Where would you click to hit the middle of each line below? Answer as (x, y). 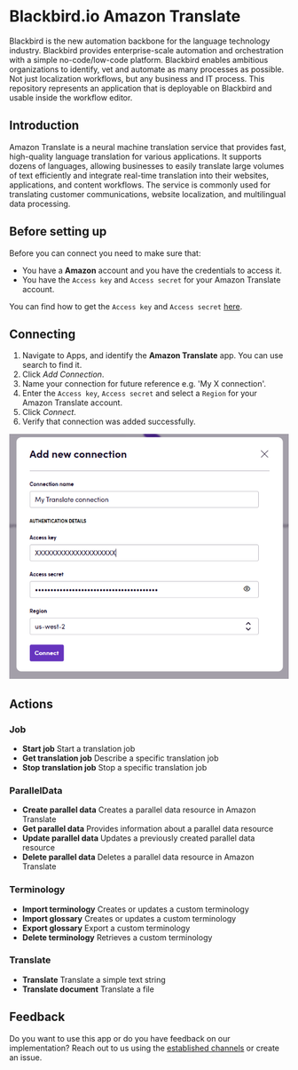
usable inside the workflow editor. (71, 97)
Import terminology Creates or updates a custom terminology (136, 909)
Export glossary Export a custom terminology (106, 928)
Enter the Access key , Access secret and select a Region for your (139, 394)
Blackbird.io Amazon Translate (125, 16)
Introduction (44, 126)
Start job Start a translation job (78, 748)
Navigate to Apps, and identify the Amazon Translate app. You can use (153, 355)
